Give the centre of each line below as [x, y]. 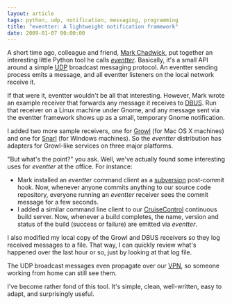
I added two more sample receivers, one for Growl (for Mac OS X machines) [116, 131]
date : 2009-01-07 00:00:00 [46, 33]
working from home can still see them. [62, 273]
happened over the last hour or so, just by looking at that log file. [100, 252]
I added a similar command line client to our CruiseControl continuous [117, 209]
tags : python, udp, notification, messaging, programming [93, 20]
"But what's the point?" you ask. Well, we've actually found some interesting [116, 159]
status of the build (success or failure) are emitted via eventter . [107, 224]
